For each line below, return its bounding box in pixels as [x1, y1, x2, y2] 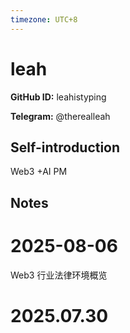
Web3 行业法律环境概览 [10, 269, 108, 281]
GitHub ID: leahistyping [10, 91, 107, 103]
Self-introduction [10, 139, 121, 156]
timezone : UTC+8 [10, 14, 78, 25]
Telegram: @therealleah [10, 110, 111, 122]
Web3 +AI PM [10, 166, 68, 178]
